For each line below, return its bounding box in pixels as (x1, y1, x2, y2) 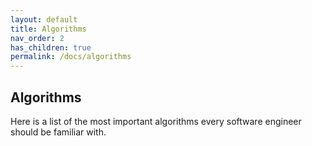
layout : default (10, 14, 78, 25)
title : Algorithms (10, 24, 87, 34)
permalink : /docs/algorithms (10, 52, 132, 62)
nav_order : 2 (10, 33, 65, 43)
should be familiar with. (10, 126, 107, 138)
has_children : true (10, 42, 92, 53)
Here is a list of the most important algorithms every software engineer (10, 115, 302, 127)
